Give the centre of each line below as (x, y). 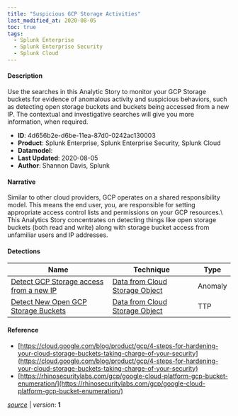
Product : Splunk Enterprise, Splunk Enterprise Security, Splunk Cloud (119, 143)
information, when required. (48, 122)
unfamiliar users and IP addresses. (58, 235)
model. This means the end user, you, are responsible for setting (102, 205)
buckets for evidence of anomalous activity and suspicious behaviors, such (118, 99)
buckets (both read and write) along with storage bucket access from (108, 228)
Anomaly (212, 286)
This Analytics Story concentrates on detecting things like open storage (112, 220)
